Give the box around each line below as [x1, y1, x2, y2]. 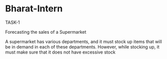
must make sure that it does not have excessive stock [5, 49, 116, 55]
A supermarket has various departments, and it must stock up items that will [5, 38, 162, 45]
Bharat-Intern [5, 3, 63, 14]
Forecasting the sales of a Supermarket [5, 29, 86, 35]
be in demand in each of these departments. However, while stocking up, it [5, 44, 160, 50]
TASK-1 [5, 19, 20, 25]
